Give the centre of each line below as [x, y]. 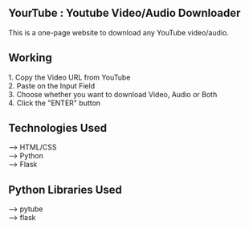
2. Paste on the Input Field [51, 86]
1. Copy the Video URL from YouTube [69, 77]
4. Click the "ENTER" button [55, 103]
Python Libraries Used [65, 189]
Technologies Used [57, 128]
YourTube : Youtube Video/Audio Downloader [124, 13]
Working [30, 58]
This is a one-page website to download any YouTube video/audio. [118, 32]
